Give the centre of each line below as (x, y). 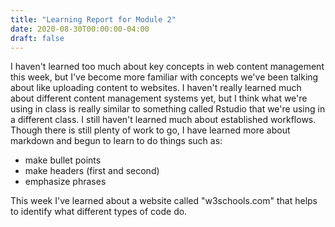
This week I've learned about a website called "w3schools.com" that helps (164, 201)
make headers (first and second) (92, 171)
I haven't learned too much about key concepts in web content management (167, 67)
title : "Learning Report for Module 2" (93, 19)
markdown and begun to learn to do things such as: (116, 141)
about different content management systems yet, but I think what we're (159, 98)
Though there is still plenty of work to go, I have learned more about (150, 130)
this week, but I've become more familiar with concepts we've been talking (164, 77)
